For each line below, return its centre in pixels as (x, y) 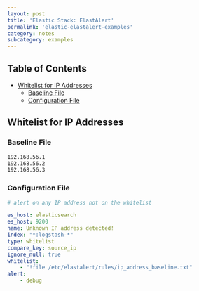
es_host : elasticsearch (42, 215)
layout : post (26, 14)
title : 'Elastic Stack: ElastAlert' (61, 20)
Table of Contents (47, 69)
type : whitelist (31, 241)
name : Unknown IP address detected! (61, 228)
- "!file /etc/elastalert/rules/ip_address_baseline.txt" (106, 268)
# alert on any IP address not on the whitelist (80, 202)
